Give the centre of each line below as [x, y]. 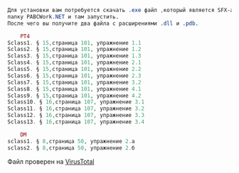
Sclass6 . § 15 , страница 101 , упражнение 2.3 [74, 76]
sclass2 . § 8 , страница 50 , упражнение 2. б [71, 148]
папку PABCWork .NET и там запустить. [63, 17]
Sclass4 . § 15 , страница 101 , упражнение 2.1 [74, 63]
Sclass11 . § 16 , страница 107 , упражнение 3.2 [76, 109]
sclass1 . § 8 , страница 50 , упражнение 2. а [71, 141]
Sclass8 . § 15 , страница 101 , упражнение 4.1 [74, 89]
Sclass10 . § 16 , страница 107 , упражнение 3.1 [76, 102]
